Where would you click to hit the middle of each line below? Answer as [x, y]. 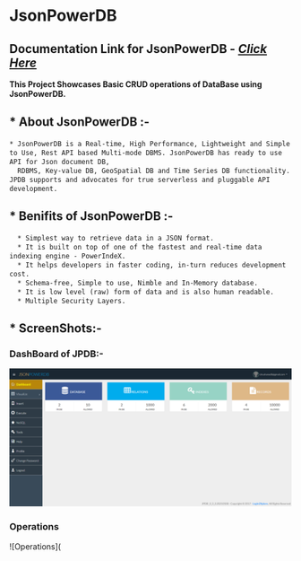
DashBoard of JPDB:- [56, 354]
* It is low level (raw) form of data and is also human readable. [146, 292]
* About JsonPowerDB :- [80, 122]
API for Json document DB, [60, 162]
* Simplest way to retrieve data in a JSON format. [116, 238]
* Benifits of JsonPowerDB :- [91, 216]
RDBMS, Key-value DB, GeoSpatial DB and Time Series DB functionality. [154, 171]
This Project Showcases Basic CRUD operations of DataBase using [136, 84]
